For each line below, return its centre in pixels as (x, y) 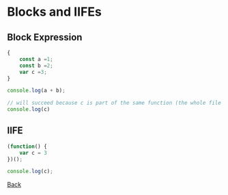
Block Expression (45, 37)
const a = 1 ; (36, 59)
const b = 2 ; (36, 66)
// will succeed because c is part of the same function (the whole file (114, 103)
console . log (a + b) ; (37, 91)
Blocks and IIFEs (55, 12)
